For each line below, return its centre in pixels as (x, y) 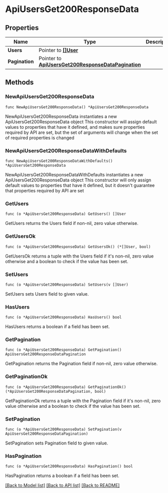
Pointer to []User (58, 50)
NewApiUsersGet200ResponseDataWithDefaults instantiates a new (74, 174)
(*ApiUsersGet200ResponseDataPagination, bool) (56, 391)
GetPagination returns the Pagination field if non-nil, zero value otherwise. (81, 364)
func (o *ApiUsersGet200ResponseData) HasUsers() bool (63, 317)
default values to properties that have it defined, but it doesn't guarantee (80, 185)
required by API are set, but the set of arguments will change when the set (82, 132)
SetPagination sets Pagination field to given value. (57, 443)
